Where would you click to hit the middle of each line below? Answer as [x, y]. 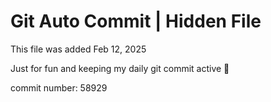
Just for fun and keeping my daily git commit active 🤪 [120, 68]
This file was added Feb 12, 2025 [78, 49]
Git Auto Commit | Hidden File [136, 21]
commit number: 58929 [59, 87]
